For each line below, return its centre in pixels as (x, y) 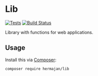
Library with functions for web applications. (49, 32)
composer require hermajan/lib (37, 69)
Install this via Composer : (31, 60)
